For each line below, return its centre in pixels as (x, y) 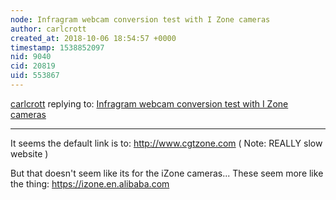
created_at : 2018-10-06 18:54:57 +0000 (93, 38)
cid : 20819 (33, 66)
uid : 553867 (35, 76)
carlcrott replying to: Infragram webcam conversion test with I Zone (149, 103)
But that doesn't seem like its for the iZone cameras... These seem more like (167, 173)
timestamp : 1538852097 (57, 47)
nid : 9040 (31, 57)
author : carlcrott (48, 29)
